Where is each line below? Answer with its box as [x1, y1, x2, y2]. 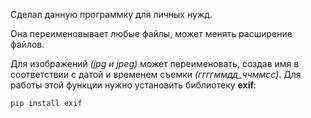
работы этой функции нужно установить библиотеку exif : [10, 79, 257, 91]
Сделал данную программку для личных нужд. [10, 9, 213, 20]
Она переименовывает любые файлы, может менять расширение [10, 28, 293, 39]
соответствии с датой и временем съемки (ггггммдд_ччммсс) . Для [10, 69, 302, 80]
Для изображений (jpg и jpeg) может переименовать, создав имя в [10, 58, 300, 69]
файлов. [10, 39, 45, 50]
